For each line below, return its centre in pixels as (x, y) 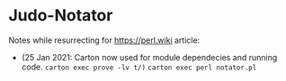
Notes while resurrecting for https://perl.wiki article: (104, 40)
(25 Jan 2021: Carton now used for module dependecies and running (149, 57)
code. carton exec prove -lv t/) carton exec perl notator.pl (139, 67)
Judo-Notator (61, 16)
